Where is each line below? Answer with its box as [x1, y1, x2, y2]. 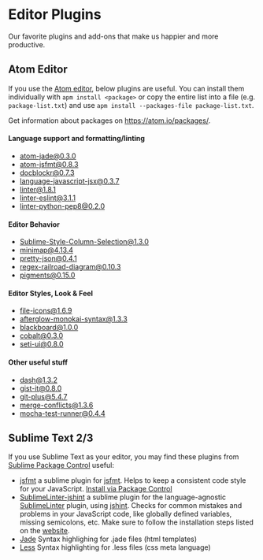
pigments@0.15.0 [19, 270, 76, 280]
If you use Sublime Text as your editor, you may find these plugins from [8, 452, 239, 462]
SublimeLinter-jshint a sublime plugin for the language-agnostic [19, 492, 227, 502]
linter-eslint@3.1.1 [19, 193, 76, 202]
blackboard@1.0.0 [19, 323, 79, 332]
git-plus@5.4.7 [19, 391, 68, 401]
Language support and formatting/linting [8, 134, 146, 143]
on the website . [19, 526, 70, 536]
